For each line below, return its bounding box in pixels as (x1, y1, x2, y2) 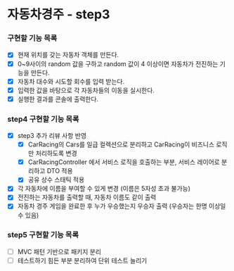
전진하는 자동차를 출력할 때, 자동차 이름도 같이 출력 (17, 193, 157, 201)
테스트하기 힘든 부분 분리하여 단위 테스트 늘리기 (17, 256, 148, 265)
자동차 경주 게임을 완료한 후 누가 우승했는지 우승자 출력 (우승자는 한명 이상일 (17, 202, 226, 210)
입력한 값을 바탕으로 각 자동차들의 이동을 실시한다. (17, 86, 155, 94)
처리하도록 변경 (35, 149, 77, 158)
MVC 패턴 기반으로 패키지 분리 (17, 247, 102, 256)
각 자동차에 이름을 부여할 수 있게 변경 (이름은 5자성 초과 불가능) (17, 184, 191, 193)
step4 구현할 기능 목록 (7, 114, 79, 124)
